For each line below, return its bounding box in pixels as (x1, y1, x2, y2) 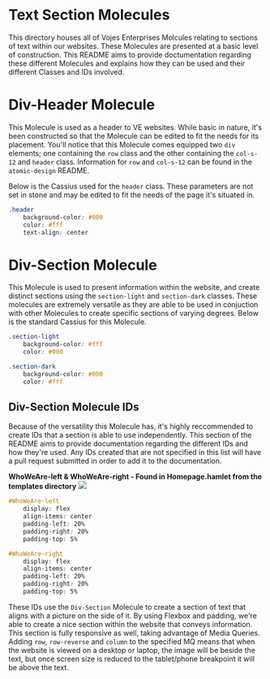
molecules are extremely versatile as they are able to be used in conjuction (8, 300, 259, 309)
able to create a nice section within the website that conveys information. (8, 619, 253, 629)
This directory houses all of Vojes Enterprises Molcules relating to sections (8, 32, 258, 42)
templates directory (8, 482, 77, 491)
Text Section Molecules (8, 6, 170, 24)
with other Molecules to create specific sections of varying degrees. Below (8, 309, 259, 318)
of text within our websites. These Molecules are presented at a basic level (8, 41, 259, 50)
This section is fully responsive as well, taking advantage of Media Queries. (8, 628, 261, 638)
